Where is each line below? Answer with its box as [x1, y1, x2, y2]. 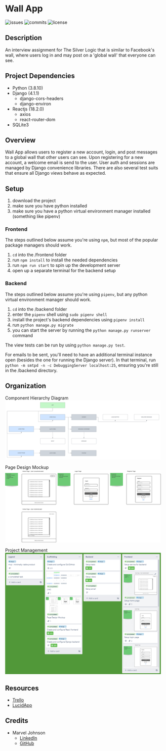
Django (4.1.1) [12, 90, 40, 96]
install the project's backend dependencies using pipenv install [12, 316, 145, 322]
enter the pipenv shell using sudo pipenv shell [12, 311, 108, 317]
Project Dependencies [5, 72, 75, 80]
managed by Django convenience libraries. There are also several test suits [5, 165, 158, 171]
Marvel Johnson [12, 730, 45, 736]
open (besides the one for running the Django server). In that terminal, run [5, 357, 156, 363]
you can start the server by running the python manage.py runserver [12, 327, 151, 333]
